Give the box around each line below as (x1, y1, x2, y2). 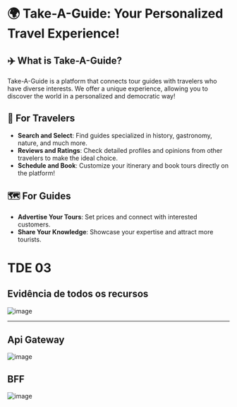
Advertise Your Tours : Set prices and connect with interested (17, 212, 197, 221)
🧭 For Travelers (7, 113, 75, 125)
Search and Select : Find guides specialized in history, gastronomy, (17, 131, 213, 139)
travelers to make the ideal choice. (17, 154, 119, 162)
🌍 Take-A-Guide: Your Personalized (7, 6, 224, 22)
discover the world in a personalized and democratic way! (7, 92, 176, 100)
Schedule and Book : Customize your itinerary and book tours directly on (17, 161, 229, 170)
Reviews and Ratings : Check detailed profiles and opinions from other (17, 146, 223, 154)
